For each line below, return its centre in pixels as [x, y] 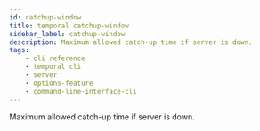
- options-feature [59, 83]
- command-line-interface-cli [81, 91]
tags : [19, 50]
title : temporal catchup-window [69, 26]
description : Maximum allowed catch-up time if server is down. [131, 42]
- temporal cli [53, 67]
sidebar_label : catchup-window [67, 34]
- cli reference [56, 58]
